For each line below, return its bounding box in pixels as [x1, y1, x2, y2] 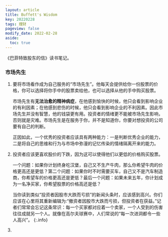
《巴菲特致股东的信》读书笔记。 [5, 55, 72, 61]
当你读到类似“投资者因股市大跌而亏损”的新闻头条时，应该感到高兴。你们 [12, 192, 163, 198]
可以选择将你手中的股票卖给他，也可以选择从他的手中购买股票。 [26, 87, 159, 93]
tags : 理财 [5, 21, 27, 27]
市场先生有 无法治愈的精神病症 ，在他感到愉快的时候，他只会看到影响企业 [12, 98, 163, 104]
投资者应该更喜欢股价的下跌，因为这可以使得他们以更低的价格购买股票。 [12, 151, 163, 157]
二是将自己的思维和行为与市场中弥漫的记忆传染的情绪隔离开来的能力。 [12, 140, 159, 147]
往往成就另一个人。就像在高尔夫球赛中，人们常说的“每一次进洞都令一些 [12, 211, 160, 217]
